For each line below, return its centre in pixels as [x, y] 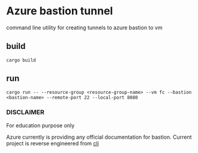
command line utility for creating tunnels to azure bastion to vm [85, 27]
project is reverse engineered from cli [52, 143]
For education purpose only [40, 125]
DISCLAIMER [25, 112]
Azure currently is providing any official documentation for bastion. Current [99, 137]
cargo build [21, 60]
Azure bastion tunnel [60, 11]
